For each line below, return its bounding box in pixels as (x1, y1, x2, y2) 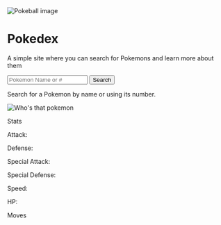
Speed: (7, 184, 28, 192)
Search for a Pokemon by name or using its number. (7, 90, 156, 98)
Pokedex (7, 31, 59, 47)
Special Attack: (7, 157, 51, 165)
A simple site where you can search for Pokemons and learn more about (7, 53, 214, 62)
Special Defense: (7, 170, 56, 179)
